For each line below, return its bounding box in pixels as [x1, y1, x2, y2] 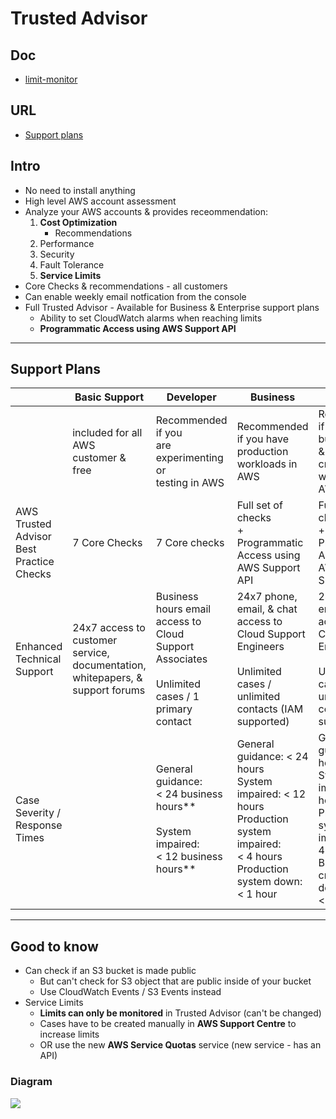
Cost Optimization [39, 216, 118, 228]
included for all [72, 426, 143, 440]
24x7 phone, [236, 590, 298, 604]
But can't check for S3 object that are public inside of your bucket [39, 975, 312, 987]
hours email [155, 602, 212, 616]
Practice [15, 555, 55, 569]
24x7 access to [72, 621, 146, 635]
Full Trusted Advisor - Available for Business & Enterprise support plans [24, 301, 320, 313]
